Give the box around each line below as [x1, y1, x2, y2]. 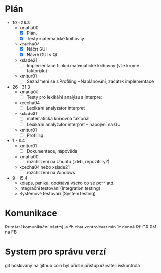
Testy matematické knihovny [26, 36, 84, 41]
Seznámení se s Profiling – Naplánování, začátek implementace [26, 78, 154, 84]
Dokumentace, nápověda [26, 148, 78, 154]
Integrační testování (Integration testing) [19, 185, 101, 191]
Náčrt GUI [26, 46, 47, 52]
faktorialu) [26, 68, 48, 74]
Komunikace [5, 208, 57, 219]
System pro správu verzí [5, 246, 106, 257]
